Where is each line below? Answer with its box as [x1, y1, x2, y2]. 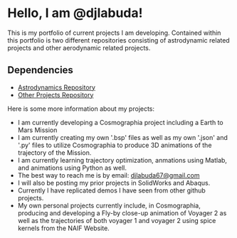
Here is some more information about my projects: [7, 104, 155, 113]
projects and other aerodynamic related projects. [7, 43, 151, 52]
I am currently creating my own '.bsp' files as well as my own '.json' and [17, 133, 228, 141]
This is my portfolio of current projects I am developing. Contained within [7, 28, 221, 37]
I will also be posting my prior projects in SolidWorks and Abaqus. [17, 178, 211, 187]
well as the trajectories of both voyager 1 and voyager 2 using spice [17, 216, 216, 225]
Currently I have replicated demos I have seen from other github [17, 186, 206, 195]
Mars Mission [17, 126, 58, 134]
